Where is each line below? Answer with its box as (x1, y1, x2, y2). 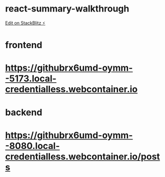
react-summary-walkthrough (5, 3, 129, 15)
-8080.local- (5, 140, 60, 151)
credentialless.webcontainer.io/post (5, 151, 160, 162)
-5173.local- (5, 73, 56, 84)
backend (5, 106, 42, 118)
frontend (5, 40, 42, 51)
